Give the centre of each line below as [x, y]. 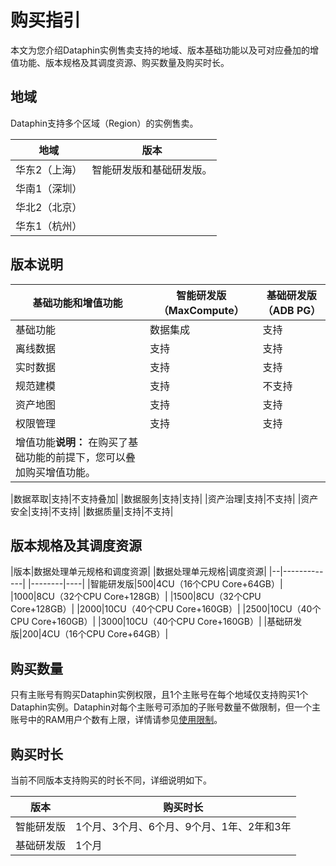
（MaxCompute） [201, 310]
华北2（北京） [49, 207]
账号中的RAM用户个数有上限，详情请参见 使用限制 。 [116, 720]
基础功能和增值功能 [77, 303]
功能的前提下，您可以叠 [81, 457]
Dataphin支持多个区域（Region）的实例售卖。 [104, 123]
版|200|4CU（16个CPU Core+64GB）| [89, 634]
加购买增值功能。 [56, 472]
